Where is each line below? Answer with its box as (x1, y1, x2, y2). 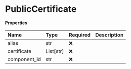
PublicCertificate (5, 3, 77, 15)
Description (95, 31, 124, 38)
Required (68, 31, 90, 38)
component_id (7, 56, 41, 63)
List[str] (45, 48, 64, 55)
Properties (5, 20, 28, 26)
